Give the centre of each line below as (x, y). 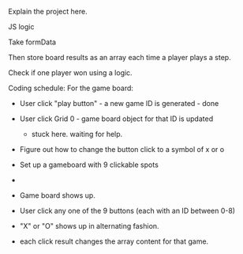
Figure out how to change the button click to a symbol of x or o (122, 149)
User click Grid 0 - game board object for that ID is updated (116, 119)
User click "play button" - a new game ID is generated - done (119, 103)
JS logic (21, 27)
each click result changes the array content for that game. (114, 241)
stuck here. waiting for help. (77, 134)
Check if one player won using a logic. (70, 73)
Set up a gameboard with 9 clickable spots (89, 165)
